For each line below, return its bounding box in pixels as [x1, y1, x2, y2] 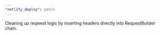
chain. [5, 25, 17, 31]
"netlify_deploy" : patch [5, 7, 55, 12]
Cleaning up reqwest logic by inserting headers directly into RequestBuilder [5, 20, 156, 26]
